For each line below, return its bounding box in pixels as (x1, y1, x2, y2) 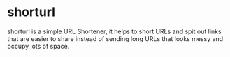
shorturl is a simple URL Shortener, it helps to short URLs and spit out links (7, 27, 222, 35)
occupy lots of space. (7, 42, 70, 50)
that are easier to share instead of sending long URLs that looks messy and (7, 34, 224, 42)
